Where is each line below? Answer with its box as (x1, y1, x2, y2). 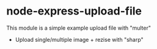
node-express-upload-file (6, 4, 142, 18)
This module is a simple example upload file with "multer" (6, 24, 152, 31)
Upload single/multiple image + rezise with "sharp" (15, 36, 144, 43)
